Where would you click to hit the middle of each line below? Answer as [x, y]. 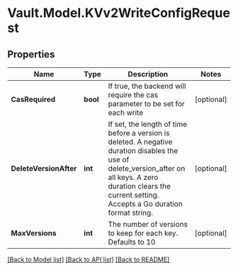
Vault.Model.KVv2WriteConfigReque [119, 13]
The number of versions [148, 224]
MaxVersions [34, 233]
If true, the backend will [147, 86]
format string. [131, 213]
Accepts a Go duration [145, 204]
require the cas [133, 95]
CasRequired [33, 99]
